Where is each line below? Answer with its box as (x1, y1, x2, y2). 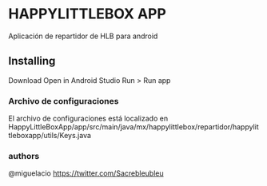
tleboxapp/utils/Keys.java (8, 131, 92, 140)
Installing (8, 54, 56, 68)
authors (8, 150, 40, 161)
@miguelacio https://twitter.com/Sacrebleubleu (8, 168, 164, 178)
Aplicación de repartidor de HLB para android (8, 31, 158, 41)
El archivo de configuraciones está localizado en (8, 113, 169, 124)
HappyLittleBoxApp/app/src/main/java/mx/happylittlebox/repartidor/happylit (8, 122, 260, 132)
